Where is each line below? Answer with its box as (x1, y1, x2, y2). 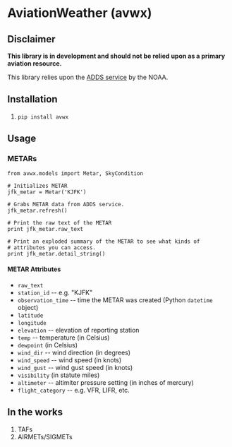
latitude (17, 312, 44, 319)
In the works (7, 406, 63, 418)
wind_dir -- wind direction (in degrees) (17, 348, 131, 357)
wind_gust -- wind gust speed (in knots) (17, 363, 133, 371)
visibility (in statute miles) (17, 371, 100, 379)
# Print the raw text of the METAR (7, 219, 112, 227)
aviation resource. (7, 59, 62, 68)
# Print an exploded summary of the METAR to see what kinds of (7, 238, 200, 245)
